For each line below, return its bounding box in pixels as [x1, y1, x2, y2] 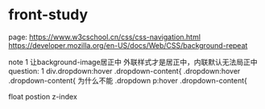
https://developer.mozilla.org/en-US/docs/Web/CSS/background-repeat [8, 40, 248, 50]
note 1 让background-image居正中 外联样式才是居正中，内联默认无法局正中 [8, 57, 258, 67]
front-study [8, 6, 89, 24]
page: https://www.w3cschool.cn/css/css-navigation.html [8, 32, 201, 42]
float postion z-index [8, 91, 78, 101]
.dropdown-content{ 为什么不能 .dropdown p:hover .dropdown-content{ [8, 75, 247, 85]
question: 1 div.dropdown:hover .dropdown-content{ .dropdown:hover [8, 66, 241, 75]
